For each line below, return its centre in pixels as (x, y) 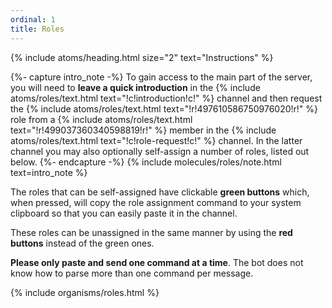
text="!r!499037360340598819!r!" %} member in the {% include (143, 130)
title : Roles (37, 29)
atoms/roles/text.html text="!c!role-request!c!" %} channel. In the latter (156, 140)
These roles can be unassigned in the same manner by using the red (151, 232)
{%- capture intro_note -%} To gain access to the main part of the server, (161, 77)
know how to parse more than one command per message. (132, 273)
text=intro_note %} (49, 172)
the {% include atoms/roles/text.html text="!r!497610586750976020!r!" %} (164, 108)
